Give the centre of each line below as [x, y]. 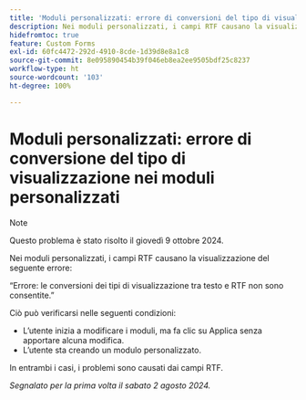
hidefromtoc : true [44, 35]
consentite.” [32, 295]
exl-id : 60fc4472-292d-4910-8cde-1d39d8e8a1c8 [99, 52]
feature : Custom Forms [52, 43]
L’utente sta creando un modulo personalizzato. [112, 350]
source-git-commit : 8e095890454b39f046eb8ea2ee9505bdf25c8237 [130, 60]
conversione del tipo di [98, 158]
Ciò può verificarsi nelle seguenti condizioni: [93, 312]
